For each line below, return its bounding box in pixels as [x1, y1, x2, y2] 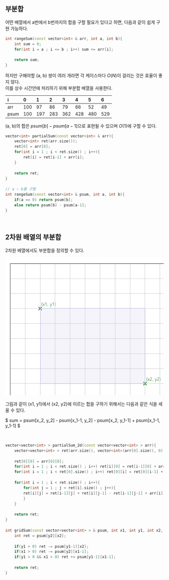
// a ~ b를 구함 [5, 187, 36, 192]
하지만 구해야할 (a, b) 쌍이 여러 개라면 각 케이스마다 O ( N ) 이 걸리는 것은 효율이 [5, 73, 157, 79]
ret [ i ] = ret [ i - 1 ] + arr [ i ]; [23, 155, 84, 160]
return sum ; [14, 57, 39, 63]
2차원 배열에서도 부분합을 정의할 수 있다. [5, 247, 84, 253]
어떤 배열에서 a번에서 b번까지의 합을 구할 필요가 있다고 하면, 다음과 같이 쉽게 [5, 19, 155, 25]
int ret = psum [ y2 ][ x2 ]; [14, 533, 66, 538]
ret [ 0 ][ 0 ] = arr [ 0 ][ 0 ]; [14, 458, 64, 464]
